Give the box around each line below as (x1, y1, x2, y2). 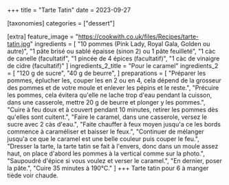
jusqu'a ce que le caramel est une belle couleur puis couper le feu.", (7, 135, 199, 143)
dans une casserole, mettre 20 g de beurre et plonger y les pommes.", (7, 98, 206, 106)
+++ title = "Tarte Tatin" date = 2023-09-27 (7, 6, 131, 14)
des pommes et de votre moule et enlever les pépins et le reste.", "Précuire (7, 84, 219, 91)
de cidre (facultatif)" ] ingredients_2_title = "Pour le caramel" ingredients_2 (7, 62, 219, 69)
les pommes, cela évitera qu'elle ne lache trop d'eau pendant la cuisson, (7, 91, 212, 99)
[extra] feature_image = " (7, 32, 79, 41)
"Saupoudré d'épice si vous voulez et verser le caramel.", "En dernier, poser (7, 157, 222, 164)
